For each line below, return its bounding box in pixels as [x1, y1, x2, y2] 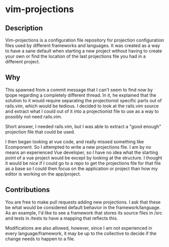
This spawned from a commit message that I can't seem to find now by [5, 87, 153, 93]
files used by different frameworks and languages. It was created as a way [5, 43, 160, 49]
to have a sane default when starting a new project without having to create [5, 48, 162, 54]
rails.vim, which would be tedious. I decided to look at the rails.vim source [5, 103, 159, 109]
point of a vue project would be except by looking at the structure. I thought [5, 154, 162, 160]
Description [5, 24, 43, 32]
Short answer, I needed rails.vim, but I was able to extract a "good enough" [5, 123, 161, 130]
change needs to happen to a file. [5, 235, 75, 241]
